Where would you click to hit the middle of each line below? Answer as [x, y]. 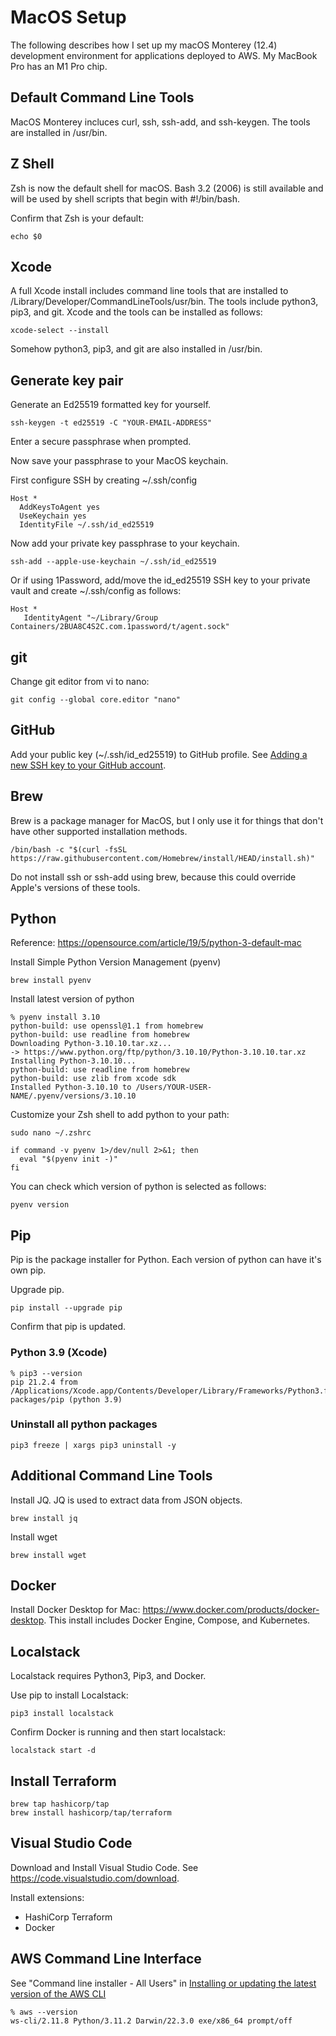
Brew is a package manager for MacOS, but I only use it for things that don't [167, 820]
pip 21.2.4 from [44, 1382]
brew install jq [44, 1518]
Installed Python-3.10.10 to [71, 1087]
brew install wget [48, 1555]
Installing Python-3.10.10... [73, 1061]
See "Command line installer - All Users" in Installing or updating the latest [163, 1983]
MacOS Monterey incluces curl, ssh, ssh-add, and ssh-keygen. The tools [160, 122]
